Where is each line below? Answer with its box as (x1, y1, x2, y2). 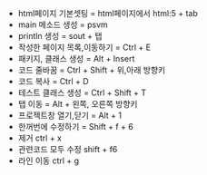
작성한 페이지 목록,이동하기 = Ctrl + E (17, 42, 152, 53)
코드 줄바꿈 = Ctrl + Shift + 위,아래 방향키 (17, 64, 166, 75)
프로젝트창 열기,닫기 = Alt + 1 (17, 110, 123, 121)
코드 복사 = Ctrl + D (17, 76, 89, 86)
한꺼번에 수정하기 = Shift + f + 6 (17, 122, 133, 131)
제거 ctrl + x (17, 132, 62, 143)
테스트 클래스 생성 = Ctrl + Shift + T (17, 87, 147, 98)
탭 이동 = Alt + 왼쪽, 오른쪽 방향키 (17, 99, 138, 109)
